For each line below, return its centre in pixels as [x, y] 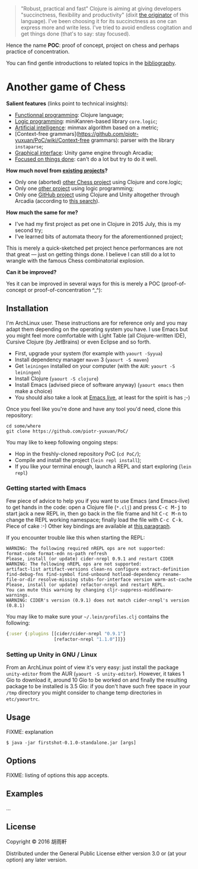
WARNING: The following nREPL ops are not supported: [74, 564]
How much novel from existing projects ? [57, 170]
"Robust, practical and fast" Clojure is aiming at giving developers [101, 9]
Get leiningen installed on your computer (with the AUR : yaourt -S [95, 366]
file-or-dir [21, 580]
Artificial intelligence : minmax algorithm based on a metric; [87, 128]
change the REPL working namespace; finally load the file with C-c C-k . [95, 520]
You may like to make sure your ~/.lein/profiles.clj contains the [87, 617]
